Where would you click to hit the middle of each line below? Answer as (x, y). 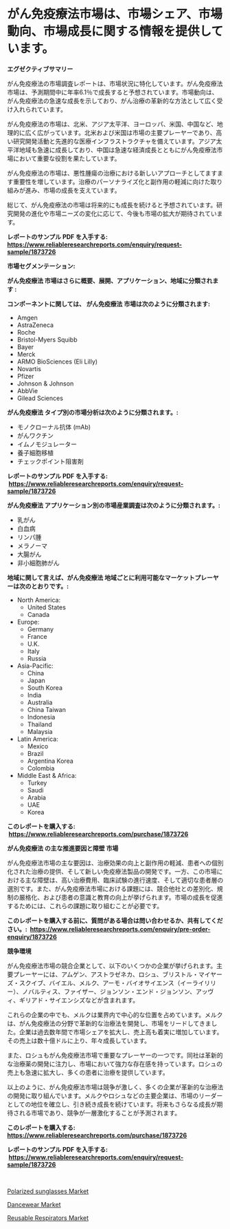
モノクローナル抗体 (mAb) (54, 427)
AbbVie (27, 390)
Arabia (37, 797)
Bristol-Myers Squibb (47, 339)
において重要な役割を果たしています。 (67, 158)
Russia (37, 658)
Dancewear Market (34, 1204)
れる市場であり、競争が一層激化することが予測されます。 (100, 1113)
